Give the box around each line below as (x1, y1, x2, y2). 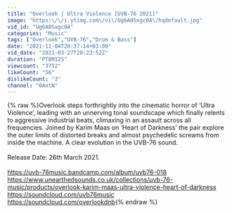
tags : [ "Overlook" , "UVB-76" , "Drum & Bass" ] (7, 36, 137, 43)
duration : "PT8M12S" (7, 56, 68, 63)
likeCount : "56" (7, 69, 55, 76)
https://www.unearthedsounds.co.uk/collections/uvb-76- (7, 176, 174, 184)
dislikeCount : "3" (7, 75, 61, 83)
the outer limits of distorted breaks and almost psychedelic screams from (7, 131, 219, 139)
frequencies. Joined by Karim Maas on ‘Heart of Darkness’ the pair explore (7, 123, 224, 132)
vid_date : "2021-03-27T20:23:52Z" (7, 50, 109, 57)
